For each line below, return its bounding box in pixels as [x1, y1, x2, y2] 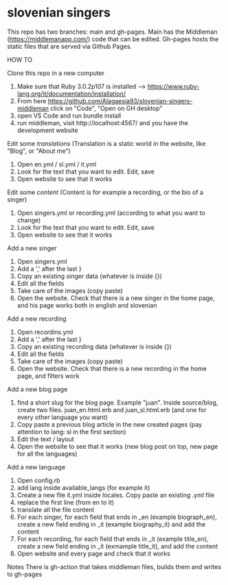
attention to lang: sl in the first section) [16, 427, 126, 436]
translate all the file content [16, 505, 95, 513]
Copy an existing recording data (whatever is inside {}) [16, 342, 172, 350]
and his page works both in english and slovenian [16, 301, 157, 309]
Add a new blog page [7, 385, 68, 393]
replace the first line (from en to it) [16, 498, 115, 507]
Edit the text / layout [16, 435, 74, 443]
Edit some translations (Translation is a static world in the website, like [7, 139, 206, 147]
